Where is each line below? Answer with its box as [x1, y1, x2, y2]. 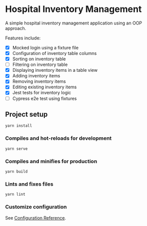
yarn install [5, 123, 32, 128]
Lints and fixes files [5, 181, 54, 188]
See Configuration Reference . [5, 215, 66, 221]
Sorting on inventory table [12, 56, 66, 62]
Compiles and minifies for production [5, 158, 97, 165]
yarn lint [5, 192, 26, 197]
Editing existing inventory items [12, 84, 77, 90]
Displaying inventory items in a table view [12, 67, 98, 73]
